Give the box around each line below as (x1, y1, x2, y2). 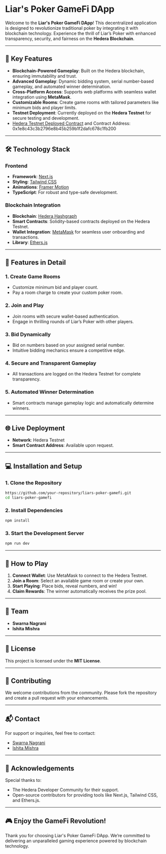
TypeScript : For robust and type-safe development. (12, 190, 118, 195)
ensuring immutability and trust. (12, 73, 78, 79)
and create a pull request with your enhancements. (5, 695, 109, 701)
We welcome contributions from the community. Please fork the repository (5, 690, 157, 696)
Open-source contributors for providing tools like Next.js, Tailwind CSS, (12, 792, 158, 798)
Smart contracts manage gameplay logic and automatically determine (12, 400, 154, 406)
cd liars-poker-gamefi (5, 495, 52, 500)
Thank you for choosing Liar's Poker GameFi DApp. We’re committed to (5, 832, 151, 838)
